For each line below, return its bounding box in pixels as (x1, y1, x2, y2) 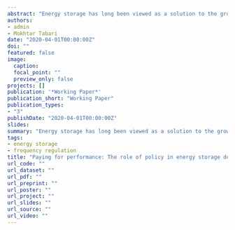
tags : (7, 134, 23, 141)
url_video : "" (7, 212, 49, 219)
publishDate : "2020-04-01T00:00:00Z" (7, 114, 117, 121)
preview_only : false (13, 75, 73, 83)
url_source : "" (7, 206, 52, 213)
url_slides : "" (7, 199, 52, 207)
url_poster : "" (7, 187, 52, 194)
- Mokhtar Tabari (7, 29, 58, 37)
